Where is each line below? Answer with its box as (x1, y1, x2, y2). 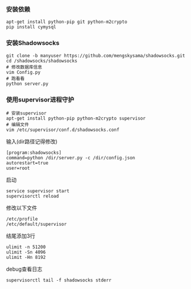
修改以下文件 (6, 204, 37, 211)
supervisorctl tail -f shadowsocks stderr (6, 277, 112, 283)
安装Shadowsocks (6, 39, 60, 47)
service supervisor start (6, 188, 69, 194)
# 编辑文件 (6, 121, 29, 127)
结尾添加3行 (6, 232, 35, 239)
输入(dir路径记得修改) (6, 137, 58, 145)
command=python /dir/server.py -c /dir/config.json (6, 155, 135, 160)
